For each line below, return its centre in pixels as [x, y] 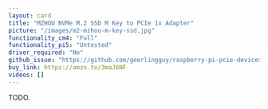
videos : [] [26, 75]
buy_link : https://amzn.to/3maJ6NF [67, 68]
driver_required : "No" [46, 53]
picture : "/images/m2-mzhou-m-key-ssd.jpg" [82, 30]
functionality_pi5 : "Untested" [60, 45]
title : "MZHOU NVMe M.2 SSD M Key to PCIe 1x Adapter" [101, 23]
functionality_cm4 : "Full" [53, 38]
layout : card [30, 16]
